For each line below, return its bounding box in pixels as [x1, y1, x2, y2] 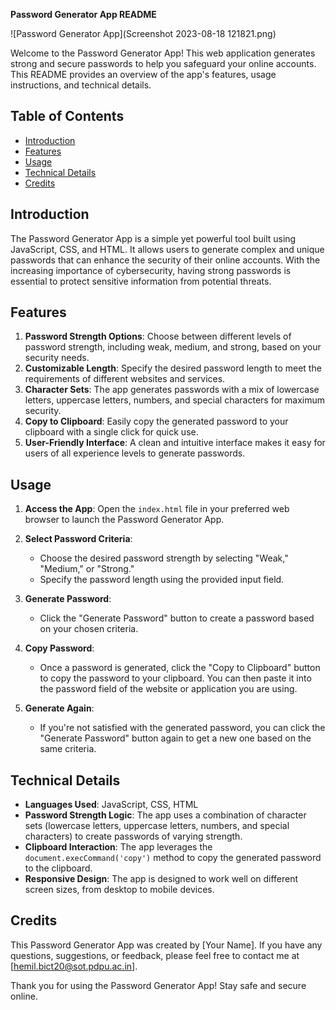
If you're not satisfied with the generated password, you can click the [39, 722, 326, 734]
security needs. [24, 352, 90, 364]
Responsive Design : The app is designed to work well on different [24, 873, 299, 885]
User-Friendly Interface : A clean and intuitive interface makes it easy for [24, 437, 326, 449]
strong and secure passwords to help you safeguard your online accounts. [10, 58, 317, 69]
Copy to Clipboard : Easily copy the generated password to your [24, 415, 289, 428]
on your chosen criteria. [39, 623, 139, 635]
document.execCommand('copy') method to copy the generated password [24, 852, 322, 864]
